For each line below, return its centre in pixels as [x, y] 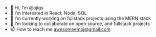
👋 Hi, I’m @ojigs [27, 8]
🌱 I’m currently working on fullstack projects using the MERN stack [80, 18]
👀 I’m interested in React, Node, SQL [48, 13]
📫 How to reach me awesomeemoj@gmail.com [60, 29]
